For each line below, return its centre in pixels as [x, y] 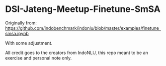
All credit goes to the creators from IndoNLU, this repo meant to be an [77, 53]
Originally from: [21, 23]
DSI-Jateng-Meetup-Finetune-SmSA [83, 9]
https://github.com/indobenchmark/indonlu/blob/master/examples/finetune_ [83, 28]
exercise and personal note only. [39, 58]
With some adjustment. [29, 43]
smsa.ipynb [17, 33]
